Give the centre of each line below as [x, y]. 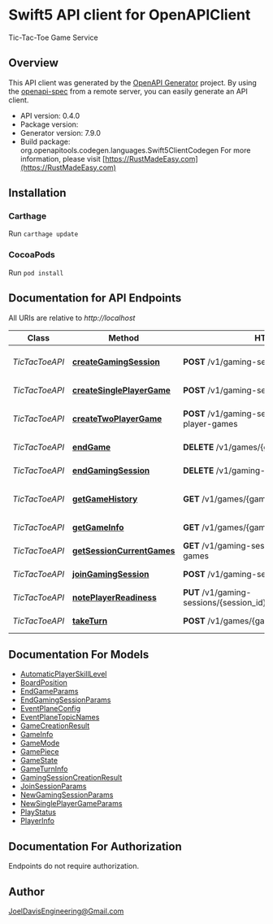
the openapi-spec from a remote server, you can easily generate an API [128, 91]
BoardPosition [43, 683]
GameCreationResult [55, 726]
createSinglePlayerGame [121, 390]
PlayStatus [38, 812]
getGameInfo [98, 527]
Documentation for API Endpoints [95, 298]
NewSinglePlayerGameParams [71, 804]
